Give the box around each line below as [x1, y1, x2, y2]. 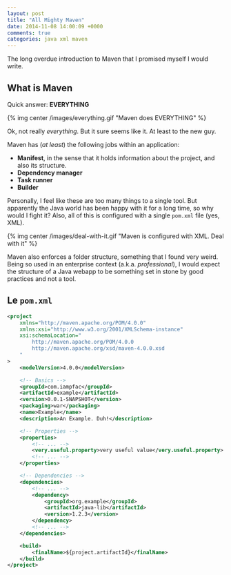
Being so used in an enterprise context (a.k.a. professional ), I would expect [7, 260, 221, 268]
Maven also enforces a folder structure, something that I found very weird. [7, 253, 219, 261]
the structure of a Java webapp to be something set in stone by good [7, 267, 204, 275]
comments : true [7, 29, 51, 37]
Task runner [17, 175, 53, 184]
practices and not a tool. [7, 274, 77, 283]
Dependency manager [17, 168, 83, 177]
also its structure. [17, 161, 67, 169]
